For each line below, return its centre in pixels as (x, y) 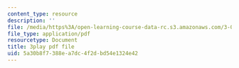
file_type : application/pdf (49, 34)
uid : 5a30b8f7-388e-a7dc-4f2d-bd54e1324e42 (73, 54)
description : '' (31, 21)
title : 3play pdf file (41, 47)
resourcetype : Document (43, 40)
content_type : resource (43, 14)
